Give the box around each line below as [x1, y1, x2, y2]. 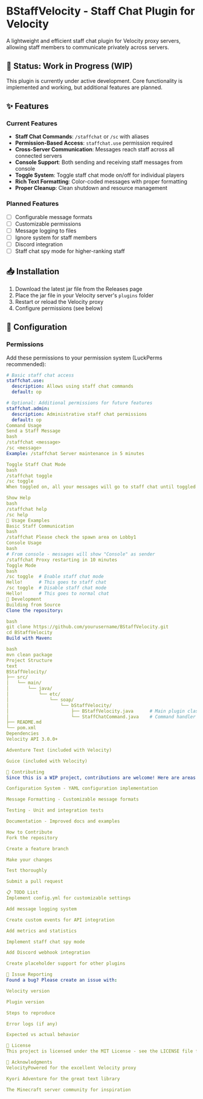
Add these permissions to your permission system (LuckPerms [6, 354, 163, 361]
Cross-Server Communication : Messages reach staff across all [14, 146, 175, 153]
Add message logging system [6, 906, 77, 912]
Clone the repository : [6, 607, 63, 614]
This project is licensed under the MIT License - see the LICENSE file [6, 1048, 193, 1054]
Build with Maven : [6, 635, 53, 641]
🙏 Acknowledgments [6, 1059, 53, 1066]
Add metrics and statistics [6, 928, 77, 934]
